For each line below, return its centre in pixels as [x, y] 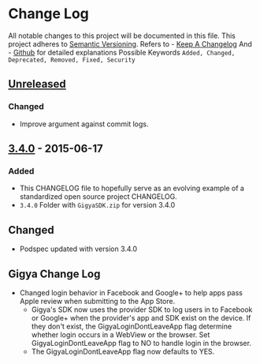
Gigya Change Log [54, 274]
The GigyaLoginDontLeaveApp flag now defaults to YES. [123, 351]
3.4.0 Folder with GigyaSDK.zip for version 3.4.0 [97, 205]
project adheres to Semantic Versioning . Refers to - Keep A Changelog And [130, 43]
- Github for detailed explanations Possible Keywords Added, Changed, [122, 52]
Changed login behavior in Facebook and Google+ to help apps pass [131, 292]
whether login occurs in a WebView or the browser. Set [121, 334]
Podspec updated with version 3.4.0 [78, 249]
